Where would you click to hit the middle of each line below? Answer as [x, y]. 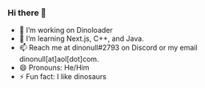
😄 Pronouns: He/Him [54, 68]
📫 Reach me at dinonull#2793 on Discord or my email [108, 48]
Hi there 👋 [27, 13]
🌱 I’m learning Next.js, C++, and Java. [82, 38]
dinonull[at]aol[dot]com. [59, 59]
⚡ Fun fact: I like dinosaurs [63, 77]
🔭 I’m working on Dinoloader [66, 30]
